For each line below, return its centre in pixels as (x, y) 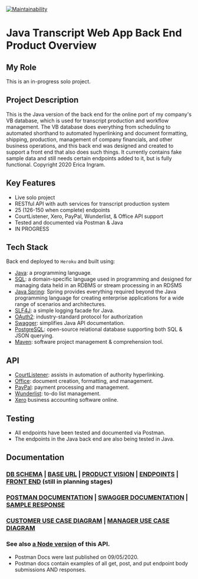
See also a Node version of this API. (58, 544)
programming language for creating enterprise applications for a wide (99, 298)
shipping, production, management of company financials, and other (89, 139)
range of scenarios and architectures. (60, 304)
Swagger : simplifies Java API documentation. (70, 323)
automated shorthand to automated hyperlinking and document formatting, (97, 133)
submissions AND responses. (50, 570)
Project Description (42, 100)
